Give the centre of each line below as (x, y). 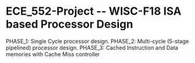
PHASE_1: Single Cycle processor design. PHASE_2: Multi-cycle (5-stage (97, 41)
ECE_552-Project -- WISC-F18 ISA (94, 11)
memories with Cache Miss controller (53, 54)
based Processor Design (69, 24)
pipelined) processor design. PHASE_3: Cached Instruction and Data (92, 48)
